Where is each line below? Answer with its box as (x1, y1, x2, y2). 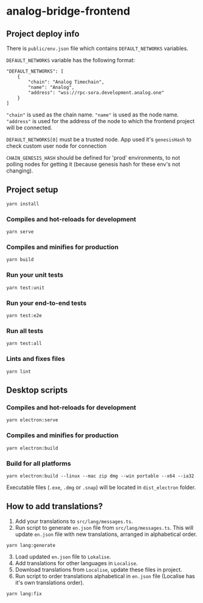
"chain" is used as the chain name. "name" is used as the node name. (6, 111, 179, 118)
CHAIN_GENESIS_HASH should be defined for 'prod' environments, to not (6, 154, 181, 161)
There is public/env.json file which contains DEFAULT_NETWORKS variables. (6, 45, 188, 52)
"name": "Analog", (28, 84, 75, 90)
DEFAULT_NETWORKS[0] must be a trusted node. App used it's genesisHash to (6, 136, 192, 143)
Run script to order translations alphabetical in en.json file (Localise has (15, 572, 196, 580)
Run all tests (6, 326, 44, 335)
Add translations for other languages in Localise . (15, 559, 138, 566)
